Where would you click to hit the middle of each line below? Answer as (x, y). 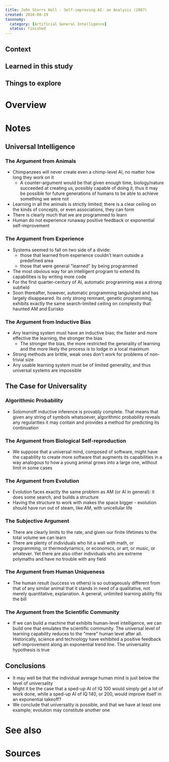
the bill (19, 599)
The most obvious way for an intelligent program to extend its (76, 271)
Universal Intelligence (40, 147)
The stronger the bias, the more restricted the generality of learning (90, 343)
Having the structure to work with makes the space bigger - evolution (84, 503)
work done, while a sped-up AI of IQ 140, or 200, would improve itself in (87, 694)
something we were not (44, 199)
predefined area (37, 260)
